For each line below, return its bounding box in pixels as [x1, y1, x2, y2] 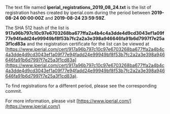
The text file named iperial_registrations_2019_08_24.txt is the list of [5, 5, 151, 10]
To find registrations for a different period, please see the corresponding [5, 83, 157, 89]
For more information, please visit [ [5, 98, 79, 104]
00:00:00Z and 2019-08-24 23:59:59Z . [20, 15, 106, 21]
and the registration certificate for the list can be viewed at [26, 41, 150, 47]
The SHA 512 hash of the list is [5, 25, 70, 31]
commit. [5, 88, 22, 94]
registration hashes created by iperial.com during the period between [5, 10, 151, 16]
